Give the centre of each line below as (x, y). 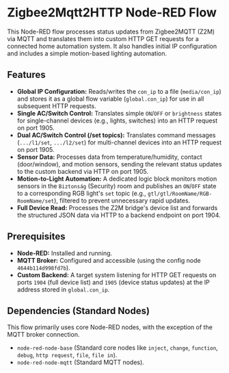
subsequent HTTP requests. (57, 106)
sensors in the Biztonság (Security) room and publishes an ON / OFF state (117, 185)
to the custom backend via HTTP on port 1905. (83, 171)
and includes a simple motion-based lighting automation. (87, 53)
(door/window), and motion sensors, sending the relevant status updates (119, 164)
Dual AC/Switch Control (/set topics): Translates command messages (116, 135)
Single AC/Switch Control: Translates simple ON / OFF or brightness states (119, 113)
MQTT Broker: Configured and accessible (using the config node (109, 260)
